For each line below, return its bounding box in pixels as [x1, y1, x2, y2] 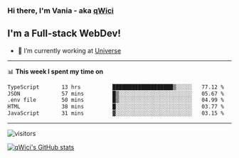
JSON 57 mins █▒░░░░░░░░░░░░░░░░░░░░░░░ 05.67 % [7, 90, 224, 97]
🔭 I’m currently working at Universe [17, 46, 122, 55]
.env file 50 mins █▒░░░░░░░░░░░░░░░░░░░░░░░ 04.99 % [7, 96, 224, 104]
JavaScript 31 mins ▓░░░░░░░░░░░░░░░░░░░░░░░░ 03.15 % [7, 110, 224, 117]
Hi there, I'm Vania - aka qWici [7, 6, 114, 16]
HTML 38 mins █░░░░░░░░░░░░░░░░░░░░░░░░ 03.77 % [7, 103, 224, 111]
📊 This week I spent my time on [7, 67, 104, 76]
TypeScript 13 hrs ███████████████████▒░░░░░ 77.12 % [7, 84, 224, 91]
